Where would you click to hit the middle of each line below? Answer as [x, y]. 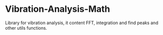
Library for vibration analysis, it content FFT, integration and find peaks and [82, 23]
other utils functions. [26, 28]
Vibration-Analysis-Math [58, 9]
